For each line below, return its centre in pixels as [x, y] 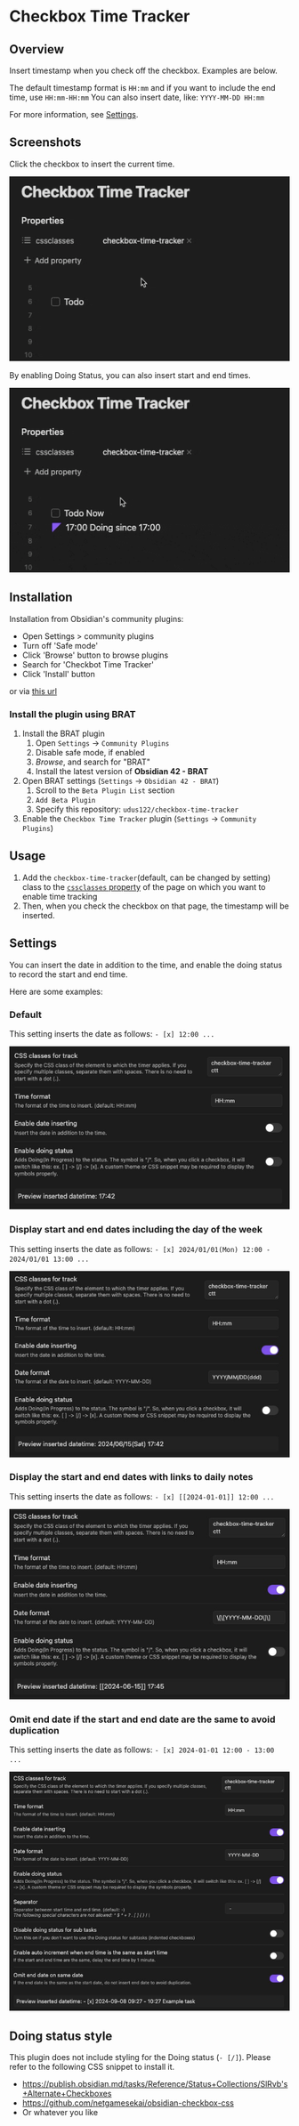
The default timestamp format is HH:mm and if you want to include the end [142, 88]
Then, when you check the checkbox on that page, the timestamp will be [155, 906]
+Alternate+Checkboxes [67, 2094]
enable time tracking [60, 896]
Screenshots [45, 143]
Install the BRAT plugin [63, 734]
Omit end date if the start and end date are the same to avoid [142, 1719]
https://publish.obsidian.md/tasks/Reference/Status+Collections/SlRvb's [155, 2084]
